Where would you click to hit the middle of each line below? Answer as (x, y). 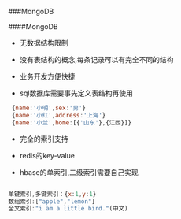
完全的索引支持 (44, 139)
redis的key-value (47, 155)
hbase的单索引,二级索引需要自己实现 (79, 172)
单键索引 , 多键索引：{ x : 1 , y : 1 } (52, 194)
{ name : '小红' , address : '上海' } (59, 115)
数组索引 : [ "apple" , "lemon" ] (52, 201)
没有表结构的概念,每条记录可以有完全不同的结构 (96, 59)
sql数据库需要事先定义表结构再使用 (76, 93)
